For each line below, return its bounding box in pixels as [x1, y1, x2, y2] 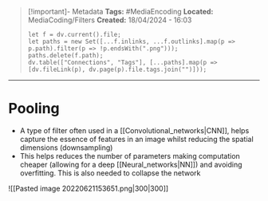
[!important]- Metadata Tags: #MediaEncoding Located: [27, 7, 214, 16]
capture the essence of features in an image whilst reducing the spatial [19, 134, 254, 144]
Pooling [8, 100, 60, 118]
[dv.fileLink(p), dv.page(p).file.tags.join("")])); [27, 65, 207, 73]
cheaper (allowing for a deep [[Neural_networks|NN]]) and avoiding [19, 160, 242, 169]
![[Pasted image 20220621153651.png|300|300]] [8, 183, 169, 193]
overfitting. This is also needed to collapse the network [19, 167, 201, 178]
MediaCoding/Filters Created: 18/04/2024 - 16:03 [27, 15, 192, 25]
